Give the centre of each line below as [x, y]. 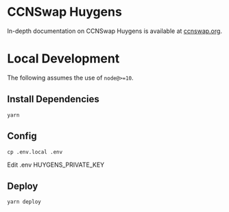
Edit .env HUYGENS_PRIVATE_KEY [56, 165]
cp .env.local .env [35, 152]
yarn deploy [24, 202]
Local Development [63, 59]
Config [22, 136]
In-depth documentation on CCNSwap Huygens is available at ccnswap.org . [115, 31]
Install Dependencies [53, 99]
